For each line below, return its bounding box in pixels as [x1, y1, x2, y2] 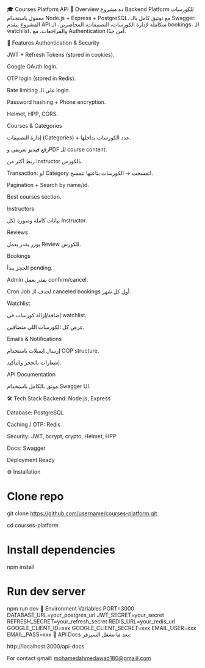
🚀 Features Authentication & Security [7, 39, 100, 46]
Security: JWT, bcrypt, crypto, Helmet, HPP [7, 433, 117, 439]
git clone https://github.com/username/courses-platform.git [7, 510, 157, 517]
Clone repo [7, 490, 64, 504]
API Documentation [7, 371, 56, 378]
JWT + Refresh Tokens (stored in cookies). [7, 51, 115, 58]
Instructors [7, 205, 35, 212]
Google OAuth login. [7, 63, 58, 70]
